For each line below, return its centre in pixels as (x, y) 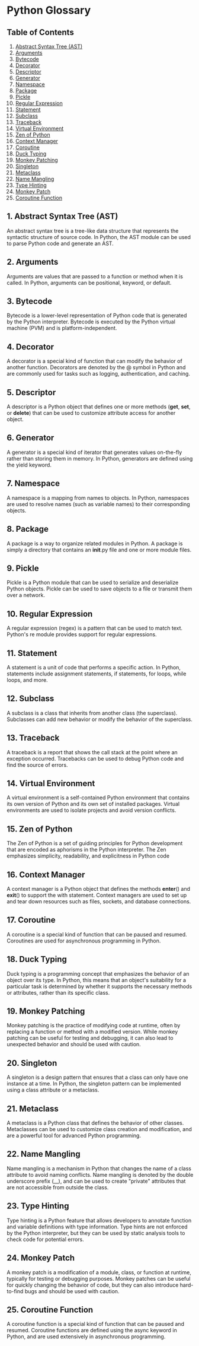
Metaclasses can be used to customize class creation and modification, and (99, 1129)
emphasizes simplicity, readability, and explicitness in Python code (88, 856)
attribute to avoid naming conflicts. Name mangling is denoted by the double (100, 1174)
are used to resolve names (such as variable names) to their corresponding (98, 504)
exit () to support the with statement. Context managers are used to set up (97, 895)
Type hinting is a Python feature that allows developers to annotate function (99, 1220)
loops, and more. (27, 680)
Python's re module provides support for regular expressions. (82, 634)
